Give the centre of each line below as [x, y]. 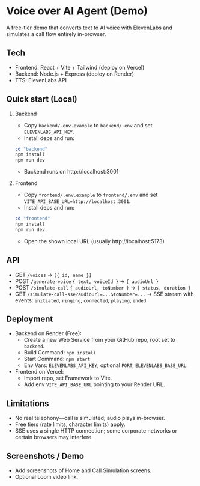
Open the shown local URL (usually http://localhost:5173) [94, 241]
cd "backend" [31, 149]
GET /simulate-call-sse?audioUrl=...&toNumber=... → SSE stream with [104, 294]
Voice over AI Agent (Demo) [77, 11]
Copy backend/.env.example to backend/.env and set [88, 125]
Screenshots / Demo [45, 456]
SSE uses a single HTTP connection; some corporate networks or [96, 431]
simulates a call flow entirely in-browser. [56, 34]
